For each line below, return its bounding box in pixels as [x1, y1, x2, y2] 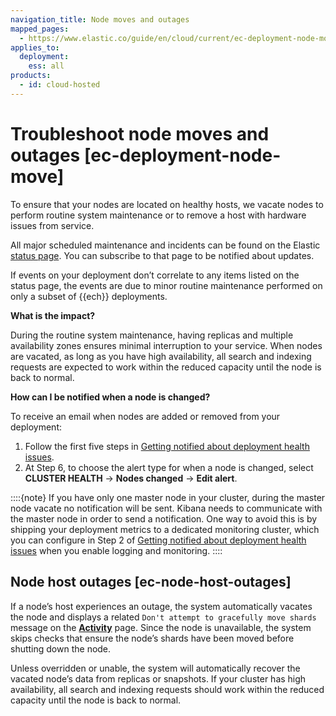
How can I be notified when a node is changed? [10, 391, 211, 403]
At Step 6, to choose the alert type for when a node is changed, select [24, 461, 314, 473]
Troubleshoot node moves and [10, 122, 270, 145]
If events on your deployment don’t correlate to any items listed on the [10, 269, 300, 281]
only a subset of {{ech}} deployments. [10, 290, 168, 302]
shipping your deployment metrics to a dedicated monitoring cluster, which [10, 523, 320, 535]
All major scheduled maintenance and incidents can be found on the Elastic [10, 239, 321, 251]
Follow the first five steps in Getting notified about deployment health [24, 440, 310, 452]
